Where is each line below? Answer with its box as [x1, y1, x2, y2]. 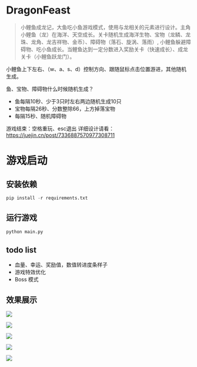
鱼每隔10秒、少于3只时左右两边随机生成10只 [14, 97, 122, 105]
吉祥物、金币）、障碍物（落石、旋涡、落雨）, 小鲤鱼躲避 [51, 38, 186, 45]
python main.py [6, 228, 44, 235]
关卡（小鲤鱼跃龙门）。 [20, 53, 75, 60]
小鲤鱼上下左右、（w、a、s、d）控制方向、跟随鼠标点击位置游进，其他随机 [6, 65, 187, 72]
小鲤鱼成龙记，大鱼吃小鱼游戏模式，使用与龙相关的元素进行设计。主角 [20, 23, 191, 31]
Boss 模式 [14, 276, 39, 283]
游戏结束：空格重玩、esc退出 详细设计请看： [6, 124, 115, 132]
